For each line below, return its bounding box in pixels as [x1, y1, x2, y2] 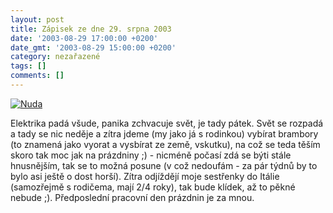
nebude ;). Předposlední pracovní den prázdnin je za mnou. [10, 191, 255, 203]
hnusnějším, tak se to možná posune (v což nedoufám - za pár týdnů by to [10, 159, 318, 171]
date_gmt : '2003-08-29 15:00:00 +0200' [10, 42, 177, 53]
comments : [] [10, 71, 65, 81]
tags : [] [10, 61, 47, 71]
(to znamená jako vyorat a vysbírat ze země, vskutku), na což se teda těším [10, 138, 321, 150]
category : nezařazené [10, 52, 101, 62]
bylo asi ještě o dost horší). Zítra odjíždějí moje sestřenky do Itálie [10, 170, 280, 182]
